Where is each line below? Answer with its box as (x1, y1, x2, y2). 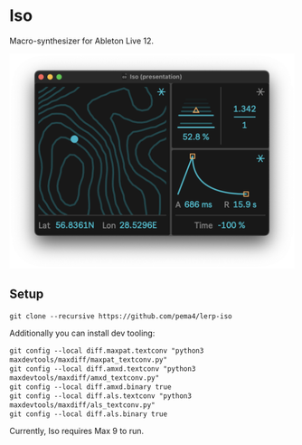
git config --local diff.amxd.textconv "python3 (9, 364, 196, 374)
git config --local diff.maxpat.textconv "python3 (9, 346, 204, 355)
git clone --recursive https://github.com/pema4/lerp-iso (9, 311, 232, 321)
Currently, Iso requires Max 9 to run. (9, 425, 145, 436)
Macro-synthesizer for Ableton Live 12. (9, 35, 155, 46)
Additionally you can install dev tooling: (9, 327, 156, 338)
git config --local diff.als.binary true (9, 409, 168, 419)
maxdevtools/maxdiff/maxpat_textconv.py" (9, 355, 168, 365)
